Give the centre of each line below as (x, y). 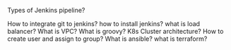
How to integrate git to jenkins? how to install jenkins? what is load (103, 24)
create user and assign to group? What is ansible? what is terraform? (107, 39)
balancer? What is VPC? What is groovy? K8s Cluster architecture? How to (115, 31)
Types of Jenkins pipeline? (46, 10)
